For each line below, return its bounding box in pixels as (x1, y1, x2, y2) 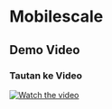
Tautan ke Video (9, 69, 83, 82)
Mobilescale (9, 6, 104, 27)
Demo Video (9, 42, 80, 58)
